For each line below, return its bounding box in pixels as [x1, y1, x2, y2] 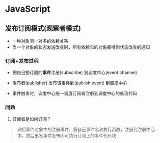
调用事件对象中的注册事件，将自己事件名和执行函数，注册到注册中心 [17, 126, 155, 132]
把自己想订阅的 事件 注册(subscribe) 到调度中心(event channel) [12, 70, 137, 75]
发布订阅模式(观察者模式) [5, 24, 81, 32]
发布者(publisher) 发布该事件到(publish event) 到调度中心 [12, 80, 128, 86]
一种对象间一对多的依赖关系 [12, 38, 69, 44]
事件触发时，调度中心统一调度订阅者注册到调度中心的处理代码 [12, 91, 137, 96]
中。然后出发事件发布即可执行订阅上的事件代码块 [17, 132, 116, 138]
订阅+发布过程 [5, 57, 39, 64]
